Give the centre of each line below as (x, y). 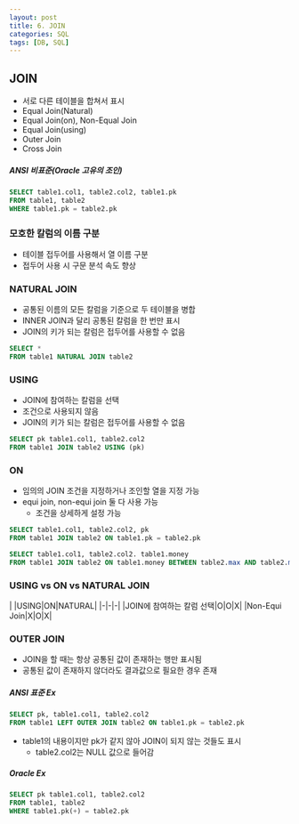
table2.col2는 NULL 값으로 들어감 (94, 752)
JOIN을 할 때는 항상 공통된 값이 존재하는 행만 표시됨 (112, 659)
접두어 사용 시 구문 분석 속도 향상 (79, 265)
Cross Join (42, 149)
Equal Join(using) (54, 130)
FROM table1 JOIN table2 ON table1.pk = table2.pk (105, 538)
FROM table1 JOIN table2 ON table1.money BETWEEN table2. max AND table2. (149, 562)
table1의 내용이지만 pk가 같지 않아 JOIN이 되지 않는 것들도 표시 (132, 741)
